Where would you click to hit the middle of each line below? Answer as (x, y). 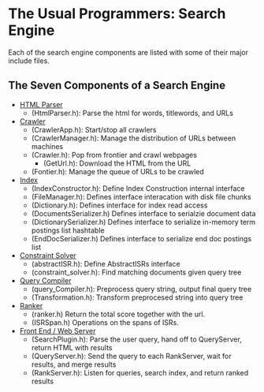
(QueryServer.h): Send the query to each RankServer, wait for (131, 356)
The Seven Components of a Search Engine (117, 86)
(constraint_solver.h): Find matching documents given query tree (136, 272)
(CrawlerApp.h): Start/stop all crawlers (94, 129)
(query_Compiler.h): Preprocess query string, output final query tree (141, 289)
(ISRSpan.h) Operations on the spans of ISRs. (105, 322)
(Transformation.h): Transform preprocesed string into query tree (137, 297)
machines (47, 146)
